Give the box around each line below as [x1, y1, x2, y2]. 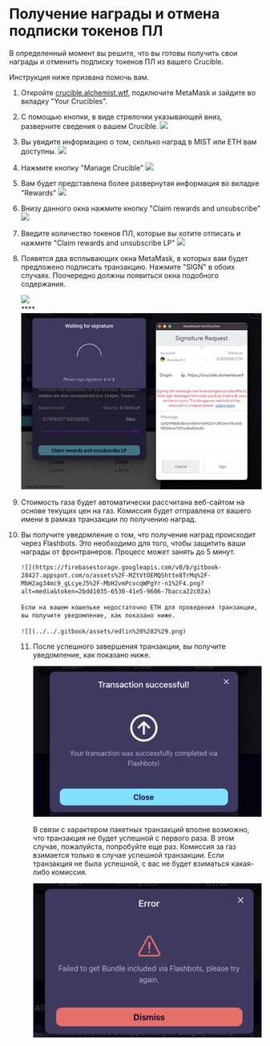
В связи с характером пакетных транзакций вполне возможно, [32, 825, 250, 835]
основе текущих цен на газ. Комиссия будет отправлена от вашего [20, 506, 252, 516]
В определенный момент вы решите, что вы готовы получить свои [9, 48, 238, 58]
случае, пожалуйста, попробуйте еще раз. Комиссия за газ [32, 842, 237, 851]
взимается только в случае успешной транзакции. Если [32, 851, 225, 860]
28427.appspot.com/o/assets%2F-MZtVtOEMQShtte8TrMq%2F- [20, 572, 212, 580]
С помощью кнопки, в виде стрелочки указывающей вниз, [20, 111, 223, 121]
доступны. [20, 146, 57, 156]
